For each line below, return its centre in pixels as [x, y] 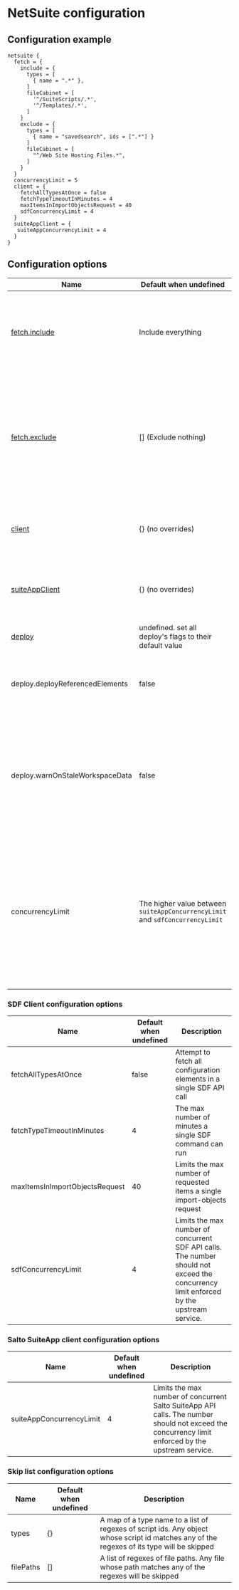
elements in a [198, 1079]
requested [192, 1182]
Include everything [170, 332]
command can [199, 1144]
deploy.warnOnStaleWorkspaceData [72, 775]
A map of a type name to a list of [154, 1520]
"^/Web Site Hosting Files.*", [79, 155]
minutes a [192, 1126]
